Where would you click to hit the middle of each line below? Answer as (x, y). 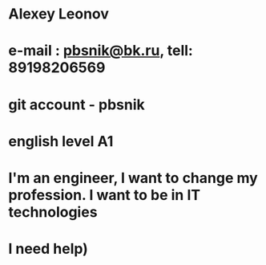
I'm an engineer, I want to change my (133, 178)
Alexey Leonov (59, 14)
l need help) (48, 249)
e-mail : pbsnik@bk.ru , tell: (101, 51)
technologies (53, 212)
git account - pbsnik (77, 104)
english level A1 (61, 141)
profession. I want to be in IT (105, 195)
